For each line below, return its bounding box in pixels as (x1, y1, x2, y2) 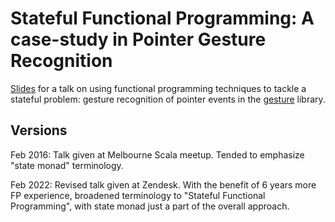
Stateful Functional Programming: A (10, 7, 315, 30)
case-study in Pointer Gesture (10, 28, 267, 51)
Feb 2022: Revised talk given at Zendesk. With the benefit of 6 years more (10, 178, 317, 191)
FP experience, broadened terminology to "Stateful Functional (10, 189, 266, 201)
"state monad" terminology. (10, 159, 124, 171)
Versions (10, 122, 68, 139)
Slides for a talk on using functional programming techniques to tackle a (10, 82, 307, 94)
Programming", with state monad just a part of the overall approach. (10, 200, 290, 212)
